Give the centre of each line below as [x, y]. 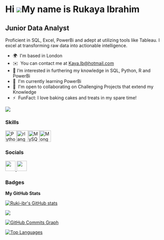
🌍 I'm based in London [37, 56]
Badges [15, 182]
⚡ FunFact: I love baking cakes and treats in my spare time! [74, 98]
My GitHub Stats [23, 193]
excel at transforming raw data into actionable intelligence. [66, 46]
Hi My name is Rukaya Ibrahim [73, 9]
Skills [12, 122]
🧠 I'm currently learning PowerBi [47, 81]
